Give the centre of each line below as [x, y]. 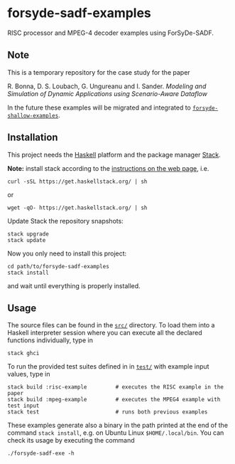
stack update [27, 240]
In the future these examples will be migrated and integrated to [99, 107]
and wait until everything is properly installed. [74, 285]
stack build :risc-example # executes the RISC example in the [115, 387]
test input [23, 406]
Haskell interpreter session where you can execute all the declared [105, 333]
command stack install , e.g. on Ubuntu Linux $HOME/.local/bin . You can [116, 433]
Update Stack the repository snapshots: [66, 221]
